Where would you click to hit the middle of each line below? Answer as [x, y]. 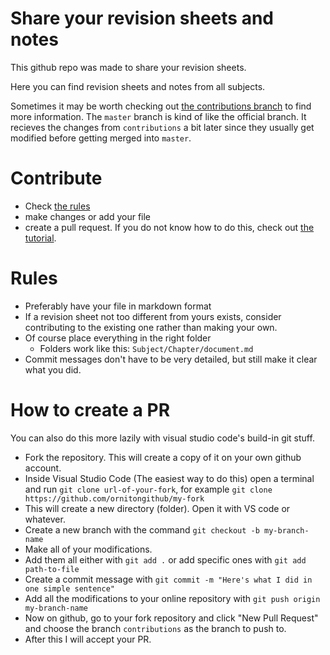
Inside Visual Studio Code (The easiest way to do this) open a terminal [169, 478]
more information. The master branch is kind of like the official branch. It [158, 116]
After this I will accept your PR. [88, 639]
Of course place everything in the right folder [118, 338]
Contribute [56, 178]
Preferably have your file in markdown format [118, 306]
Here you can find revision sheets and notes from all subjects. [138, 86]
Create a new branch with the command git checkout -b [142, 529]
